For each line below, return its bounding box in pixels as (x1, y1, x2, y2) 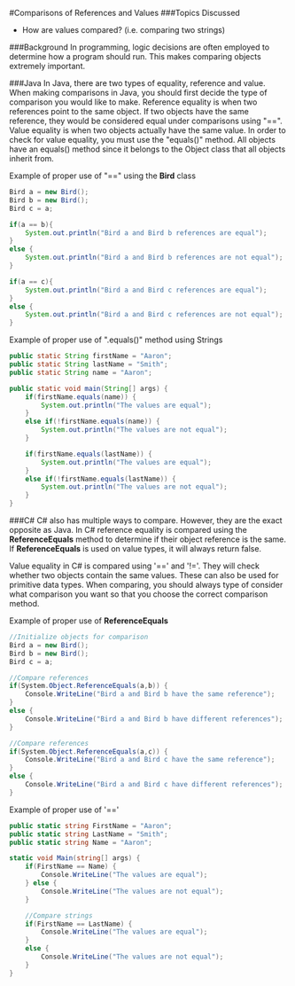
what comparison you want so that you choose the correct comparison (9, 589, 268, 599)
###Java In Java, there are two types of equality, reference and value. (9, 78, 266, 88)
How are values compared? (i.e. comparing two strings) (21, 25, 226, 35)
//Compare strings (25, 911, 93, 920)
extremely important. (9, 61, 86, 71)
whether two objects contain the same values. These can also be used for (9, 570, 279, 580)
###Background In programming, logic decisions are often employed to (9, 42, 270, 52)
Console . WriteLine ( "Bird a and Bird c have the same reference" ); (25, 755, 276, 764)
